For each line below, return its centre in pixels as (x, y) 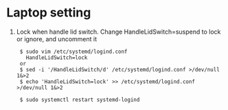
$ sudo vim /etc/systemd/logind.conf (73, 52)
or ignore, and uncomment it (57, 38)
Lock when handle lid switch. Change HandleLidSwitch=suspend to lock (118, 32)
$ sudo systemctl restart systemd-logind (80, 100)
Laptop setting (49, 13)
